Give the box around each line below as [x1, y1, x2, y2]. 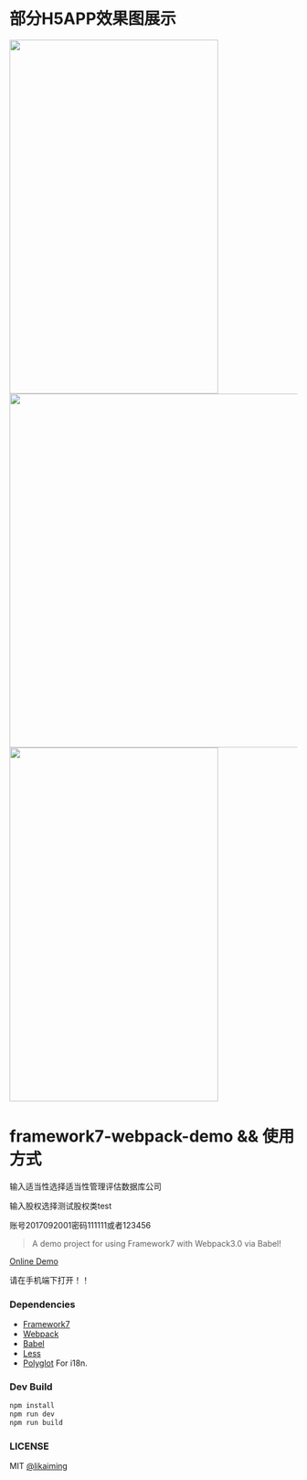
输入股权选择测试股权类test [9, 1200, 112, 1211]
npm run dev [9, 1410, 55, 1419]
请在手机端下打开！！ [9, 1274, 90, 1285]
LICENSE [9, 1440, 50, 1453]
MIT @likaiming [9, 1461, 69, 1472]
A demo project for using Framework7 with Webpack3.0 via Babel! [31, 1238, 281, 1249]
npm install [9, 1401, 55, 1410]
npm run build [9, 1419, 64, 1428]
